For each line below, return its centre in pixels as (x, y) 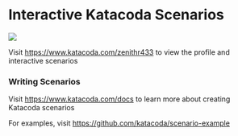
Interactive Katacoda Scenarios (116, 15)
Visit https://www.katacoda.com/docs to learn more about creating (119, 99)
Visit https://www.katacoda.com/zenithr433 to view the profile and (119, 52)
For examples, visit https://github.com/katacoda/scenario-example (119, 123)
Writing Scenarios (44, 81)
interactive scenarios (43, 60)
